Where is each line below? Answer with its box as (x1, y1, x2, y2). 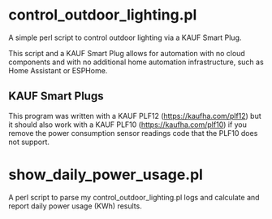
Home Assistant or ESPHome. (8, 65, 108, 75)
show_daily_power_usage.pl (8, 165, 203, 184)
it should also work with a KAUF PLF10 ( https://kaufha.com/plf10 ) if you (8, 120, 248, 129)
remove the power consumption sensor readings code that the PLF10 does (8, 128, 258, 138)
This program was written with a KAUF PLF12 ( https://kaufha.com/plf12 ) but (8, 111, 261, 120)
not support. (8, 137, 50, 147)
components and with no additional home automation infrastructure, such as (8, 57, 264, 67)
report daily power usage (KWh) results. (8, 201, 142, 211)
